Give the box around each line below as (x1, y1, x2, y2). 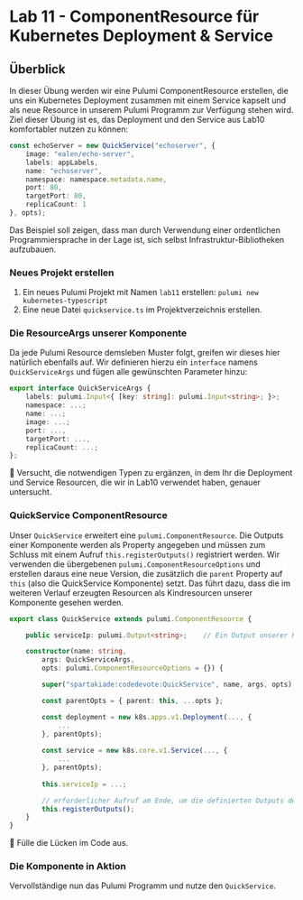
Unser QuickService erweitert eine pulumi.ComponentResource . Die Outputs (9, 530, 284, 541)
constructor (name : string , (25, 647, 127, 656)
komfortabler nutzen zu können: (9, 124, 129, 135)
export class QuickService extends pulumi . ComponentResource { (9, 614, 252, 624)
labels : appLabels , (25, 158, 99, 167)
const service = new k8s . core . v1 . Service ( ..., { (41, 747, 228, 756)
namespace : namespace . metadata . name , (25, 174, 168, 184)
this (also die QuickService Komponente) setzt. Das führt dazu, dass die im (9, 578, 291, 589)
